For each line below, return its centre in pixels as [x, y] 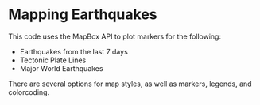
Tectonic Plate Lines [53, 60]
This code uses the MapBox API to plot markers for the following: [114, 36]
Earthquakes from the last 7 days [74, 51]
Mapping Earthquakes [83, 15]
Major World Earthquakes [61, 68]
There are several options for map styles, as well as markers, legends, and [130, 84]
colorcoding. [29, 92]
